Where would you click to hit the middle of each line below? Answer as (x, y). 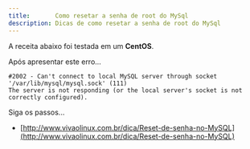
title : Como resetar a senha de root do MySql (98, 16)
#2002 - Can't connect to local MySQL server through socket (113, 76)
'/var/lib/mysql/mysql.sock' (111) (68, 83)
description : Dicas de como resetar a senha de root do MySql (115, 23)
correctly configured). (48, 97)
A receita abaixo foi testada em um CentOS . (81, 46)
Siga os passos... (37, 112)
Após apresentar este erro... (55, 62)
